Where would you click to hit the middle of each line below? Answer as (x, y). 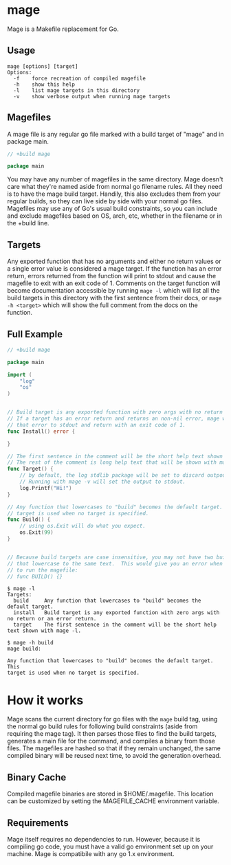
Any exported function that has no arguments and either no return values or (114, 261)
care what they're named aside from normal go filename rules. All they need (115, 187)
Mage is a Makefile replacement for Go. (63, 29)
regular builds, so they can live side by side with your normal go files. (105, 201)
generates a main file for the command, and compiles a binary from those (111, 741)
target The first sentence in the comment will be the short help (115, 625)
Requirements (38, 823)
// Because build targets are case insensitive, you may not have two (110, 557)
